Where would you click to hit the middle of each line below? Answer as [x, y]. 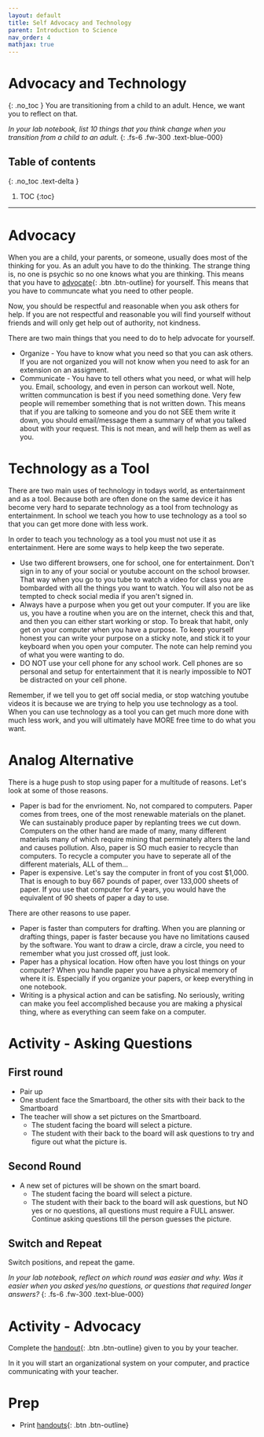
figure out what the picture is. [79, 1141]
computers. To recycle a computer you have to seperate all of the [125, 855]
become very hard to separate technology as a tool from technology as [123, 507]
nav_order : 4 [29, 37]
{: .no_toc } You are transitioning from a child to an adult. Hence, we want [126, 105]
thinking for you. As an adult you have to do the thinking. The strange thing [129, 265]
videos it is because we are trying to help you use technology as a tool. [123, 703]
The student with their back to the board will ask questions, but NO [139, 1202]
